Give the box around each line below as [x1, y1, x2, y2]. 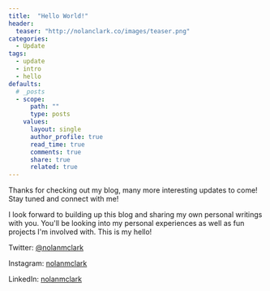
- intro [15, 65, 42, 73]
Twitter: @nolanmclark [8, 243, 84, 253]
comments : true [29, 148, 82, 156]
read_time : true [29, 140, 85, 149]
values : [23, 118, 49, 126]
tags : [8, 50, 27, 58]
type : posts [29, 111, 71, 119]
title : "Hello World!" [8, 11, 89, 20]
